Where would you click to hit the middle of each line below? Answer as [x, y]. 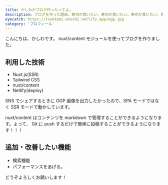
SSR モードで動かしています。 [42, 107]
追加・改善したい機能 [38, 147]
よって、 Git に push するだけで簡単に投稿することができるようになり [85, 124]
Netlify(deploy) [28, 90]
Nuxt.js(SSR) [25, 74]
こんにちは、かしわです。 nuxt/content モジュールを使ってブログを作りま [80, 38]
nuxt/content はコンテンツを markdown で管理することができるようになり [81, 117]
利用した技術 [25, 62]
